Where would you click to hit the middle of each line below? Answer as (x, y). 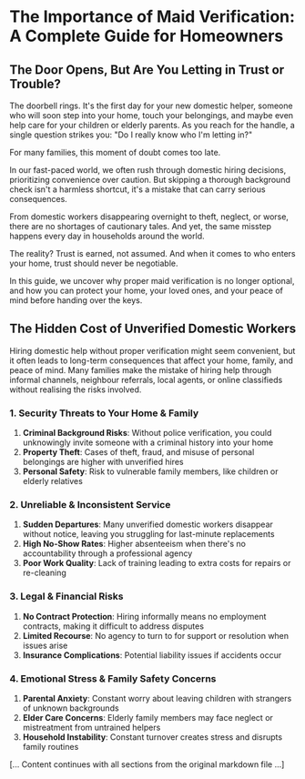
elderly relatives (53, 481)
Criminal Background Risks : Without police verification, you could (147, 433)
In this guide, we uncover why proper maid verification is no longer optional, (152, 281)
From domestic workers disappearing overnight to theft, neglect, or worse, (149, 217)
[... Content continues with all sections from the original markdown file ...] (147, 764)
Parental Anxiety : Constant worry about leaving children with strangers (157, 698)
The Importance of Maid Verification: (152, 17)
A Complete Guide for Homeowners (147, 36)
